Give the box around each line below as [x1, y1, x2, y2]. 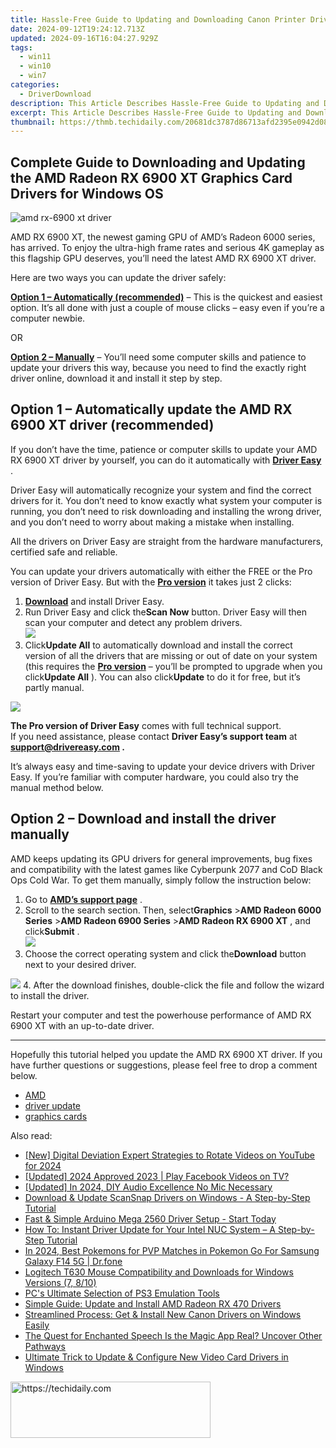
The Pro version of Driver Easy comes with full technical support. [10, 719, 282, 731]
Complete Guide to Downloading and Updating [10, 154, 306, 171]
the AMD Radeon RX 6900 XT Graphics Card [10, 169, 293, 186]
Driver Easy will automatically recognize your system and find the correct [10, 484, 312, 496]
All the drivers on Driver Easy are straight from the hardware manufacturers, [10, 535, 324, 547]
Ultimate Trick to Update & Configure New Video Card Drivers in [24, 1351, 289, 1363]
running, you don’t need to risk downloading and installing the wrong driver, [10, 505, 322, 517]
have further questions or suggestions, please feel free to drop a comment [10, 1059, 318, 1071]
